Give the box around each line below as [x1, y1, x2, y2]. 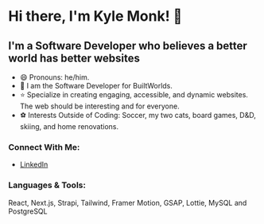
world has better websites [8, 51, 141, 65]
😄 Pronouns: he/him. [19, 73, 90, 82]
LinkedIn [19, 159, 49, 170]
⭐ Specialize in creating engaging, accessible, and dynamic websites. [19, 90, 249, 99]
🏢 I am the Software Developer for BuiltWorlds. [19, 81, 173, 90]
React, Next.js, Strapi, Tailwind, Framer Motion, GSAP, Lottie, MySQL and [8, 198, 247, 207]
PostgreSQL [8, 206, 48, 216]
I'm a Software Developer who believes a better [8, 39, 248, 53]
